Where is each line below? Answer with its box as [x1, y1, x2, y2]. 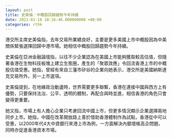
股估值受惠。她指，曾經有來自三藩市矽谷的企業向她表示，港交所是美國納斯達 [5, 67, 167, 73]
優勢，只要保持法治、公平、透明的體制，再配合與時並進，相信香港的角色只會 [5, 90, 167, 96]
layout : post [5, 7, 33, 13]
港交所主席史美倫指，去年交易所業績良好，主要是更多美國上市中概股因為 [5, 36, 158, 43]
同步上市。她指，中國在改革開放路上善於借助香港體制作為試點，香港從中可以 [5, 114, 167, 121]
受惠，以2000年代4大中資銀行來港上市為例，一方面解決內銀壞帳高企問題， [5, 121, 163, 127]
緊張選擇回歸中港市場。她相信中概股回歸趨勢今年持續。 [14, 43, 131, 49]
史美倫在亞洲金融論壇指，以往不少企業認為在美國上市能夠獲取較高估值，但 [5, 54, 162, 60]
